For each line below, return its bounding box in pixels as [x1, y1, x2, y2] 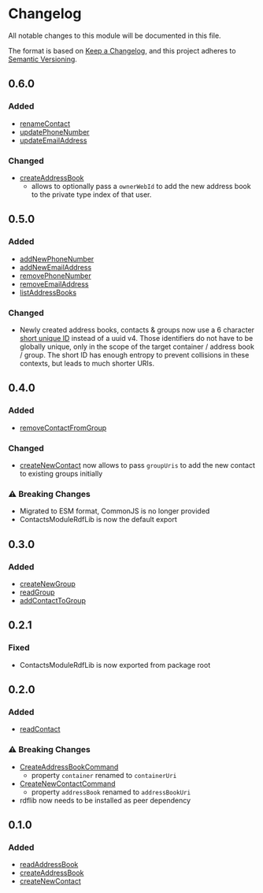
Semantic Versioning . [8, 54, 77, 64]
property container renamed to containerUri [31, 770, 177, 780]
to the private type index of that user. [31, 190, 152, 199]
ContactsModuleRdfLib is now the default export [19, 515, 177, 524]
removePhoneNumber [19, 271, 92, 280]
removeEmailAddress [19, 279, 89, 288]
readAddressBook [19, 860, 79, 869]
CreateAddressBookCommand [19, 761, 119, 772]
